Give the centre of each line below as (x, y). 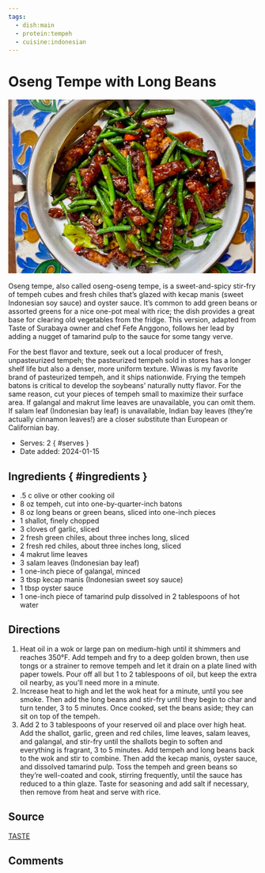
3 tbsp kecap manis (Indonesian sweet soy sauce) (101, 579)
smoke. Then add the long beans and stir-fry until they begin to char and (138, 699)
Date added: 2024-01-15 (60, 452)
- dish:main (35, 25)
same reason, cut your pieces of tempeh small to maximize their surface (126, 394)
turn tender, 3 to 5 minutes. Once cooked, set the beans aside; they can (136, 707)
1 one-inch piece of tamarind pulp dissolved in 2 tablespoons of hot (129, 597)
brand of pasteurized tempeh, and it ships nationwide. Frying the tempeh (127, 377)
